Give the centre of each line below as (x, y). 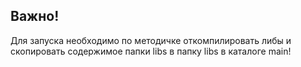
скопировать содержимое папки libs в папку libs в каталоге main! (151, 51)
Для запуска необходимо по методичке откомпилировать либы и (151, 40)
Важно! (35, 16)
